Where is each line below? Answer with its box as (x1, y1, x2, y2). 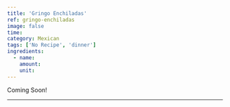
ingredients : (7, 48, 44, 55)
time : (7, 29, 23, 36)
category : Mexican (7, 35, 60, 42)
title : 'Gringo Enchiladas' (7, 10, 88, 17)
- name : (13, 55, 36, 61)
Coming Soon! (7, 86, 48, 94)
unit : (19, 67, 36, 74)
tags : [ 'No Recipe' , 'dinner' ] (7, 42, 97, 48)
